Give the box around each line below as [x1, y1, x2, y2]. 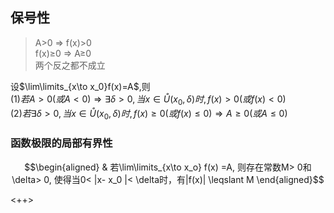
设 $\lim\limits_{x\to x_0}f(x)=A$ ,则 [10, 80, 151, 92]
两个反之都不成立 [34, 59, 106, 71]
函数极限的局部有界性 [10, 136, 113, 150]
